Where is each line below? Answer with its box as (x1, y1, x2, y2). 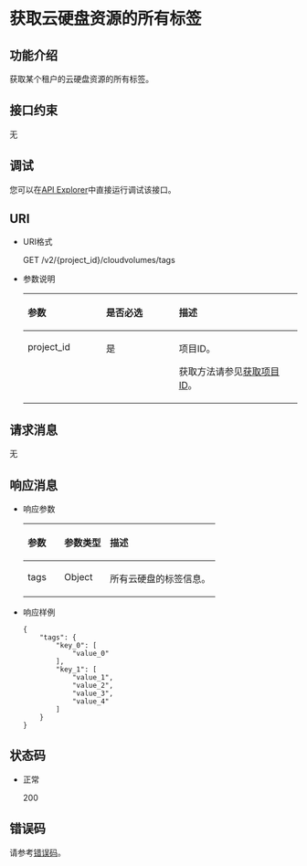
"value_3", (71, 689, 114, 699)
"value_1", (71, 673, 114, 682)
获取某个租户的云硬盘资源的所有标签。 (9, 74, 153, 84)
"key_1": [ (56, 665, 98, 674)
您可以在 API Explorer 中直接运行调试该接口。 (9, 184, 176, 195)
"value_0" (71, 649, 110, 659)
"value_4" (71, 697, 110, 706)
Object (63, 571, 93, 584)
